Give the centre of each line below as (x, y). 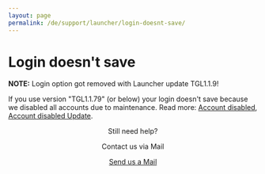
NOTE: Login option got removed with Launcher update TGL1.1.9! (114, 84)
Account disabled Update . (51, 116)
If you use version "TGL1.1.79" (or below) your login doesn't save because (128, 99)
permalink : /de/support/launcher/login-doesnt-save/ (97, 23)
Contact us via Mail (133, 146)
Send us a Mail (133, 162)
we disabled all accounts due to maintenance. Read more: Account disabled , (133, 108)
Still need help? (133, 131)
